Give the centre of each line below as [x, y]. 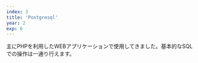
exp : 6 [15, 28]
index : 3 [17, 12]
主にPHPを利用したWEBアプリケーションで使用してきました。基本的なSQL [100, 46]
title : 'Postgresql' [32, 17]
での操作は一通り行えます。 [41, 54]
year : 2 [16, 23]
